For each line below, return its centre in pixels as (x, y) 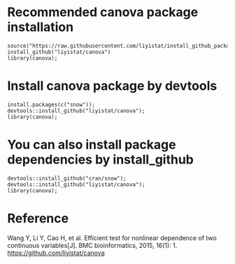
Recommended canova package (103, 12)
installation (41, 27)
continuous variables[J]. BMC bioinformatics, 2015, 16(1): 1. (92, 245)
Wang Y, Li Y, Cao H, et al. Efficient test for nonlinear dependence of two (112, 238)
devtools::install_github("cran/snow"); (67, 178)
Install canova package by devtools (112, 86)
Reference (38, 218)
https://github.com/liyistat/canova (56, 253)
